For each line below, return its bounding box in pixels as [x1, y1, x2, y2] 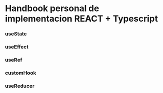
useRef [5, 56, 22, 63]
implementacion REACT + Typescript [5, 13, 158, 24]
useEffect [5, 44, 29, 50]
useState [5, 31, 27, 37]
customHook [5, 69, 37, 76]
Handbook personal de [5, 3, 99, 14]
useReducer [5, 82, 35, 89]
